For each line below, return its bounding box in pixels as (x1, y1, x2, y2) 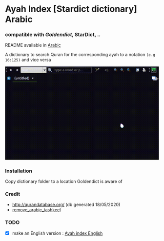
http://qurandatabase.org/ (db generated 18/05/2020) (12, 201, 121, 208)
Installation (5, 167, 33, 174)
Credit (5, 190, 20, 197)
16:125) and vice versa (5, 57, 51, 63)
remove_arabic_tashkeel (12, 207, 61, 213)
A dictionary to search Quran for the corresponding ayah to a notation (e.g (5, 52, 155, 58)
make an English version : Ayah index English (12, 230, 103, 236)
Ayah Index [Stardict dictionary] (5, 3, 138, 15)
